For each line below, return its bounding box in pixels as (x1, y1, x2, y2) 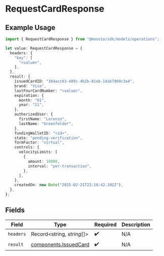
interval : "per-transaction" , (27, 163, 92, 169)
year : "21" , (18, 102, 44, 107)
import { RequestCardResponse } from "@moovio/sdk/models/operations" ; (5, 36, 159, 42)
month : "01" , (18, 97, 47, 103)
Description (121, 221, 150, 228)
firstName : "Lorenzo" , (18, 117, 67, 122)
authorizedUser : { (14, 112, 53, 117)
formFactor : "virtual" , (14, 140, 65, 145)
